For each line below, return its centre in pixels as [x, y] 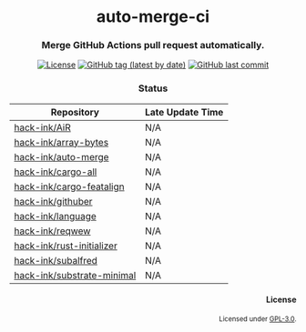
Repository [75, 112]
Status [153, 88]
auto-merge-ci [153, 17]
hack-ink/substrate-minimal [75, 275]
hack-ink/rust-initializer [66, 246]
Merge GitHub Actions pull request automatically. [153, 45]
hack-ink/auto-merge [61, 156]
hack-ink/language [56, 216]
